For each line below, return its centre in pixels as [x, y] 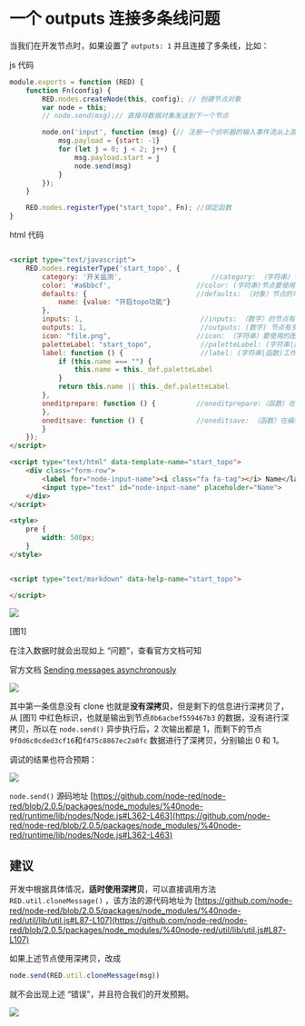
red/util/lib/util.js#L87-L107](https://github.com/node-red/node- [128, 921]
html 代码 [27, 235]
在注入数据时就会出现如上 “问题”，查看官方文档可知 [106, 650]
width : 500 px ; [69, 538]
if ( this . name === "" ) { [105, 361]
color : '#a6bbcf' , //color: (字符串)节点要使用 [169, 285]
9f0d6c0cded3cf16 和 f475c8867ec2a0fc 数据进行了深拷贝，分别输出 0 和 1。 [147, 740]
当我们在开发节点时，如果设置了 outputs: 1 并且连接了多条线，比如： [139, 45]
